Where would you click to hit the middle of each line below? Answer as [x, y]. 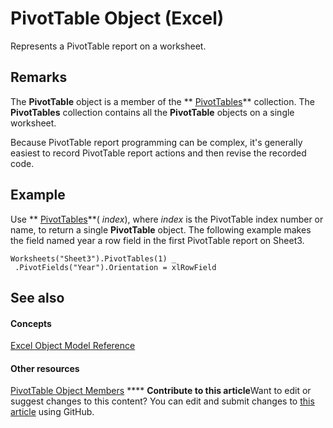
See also [37, 297]
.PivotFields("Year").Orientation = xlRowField [115, 267]
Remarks [39, 77]
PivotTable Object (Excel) [117, 18]
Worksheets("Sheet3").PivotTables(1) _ [93, 258]
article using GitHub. [52, 412]
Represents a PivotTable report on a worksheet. [108, 46]
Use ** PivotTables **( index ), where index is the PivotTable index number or [167, 219]
